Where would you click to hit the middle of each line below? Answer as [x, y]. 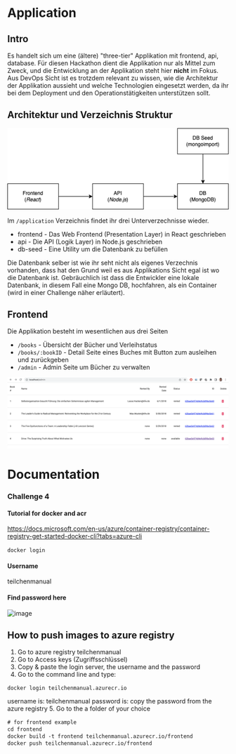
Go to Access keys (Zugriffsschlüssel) [72, 660]
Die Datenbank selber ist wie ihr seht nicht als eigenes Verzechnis [103, 263]
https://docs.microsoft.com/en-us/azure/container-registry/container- [109, 529]
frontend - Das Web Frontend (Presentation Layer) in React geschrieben [122, 234]
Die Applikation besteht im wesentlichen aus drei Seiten [88, 331]
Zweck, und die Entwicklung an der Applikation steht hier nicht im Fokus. [113, 71]
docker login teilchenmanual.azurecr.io [67, 688]
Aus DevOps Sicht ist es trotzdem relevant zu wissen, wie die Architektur [113, 78]
